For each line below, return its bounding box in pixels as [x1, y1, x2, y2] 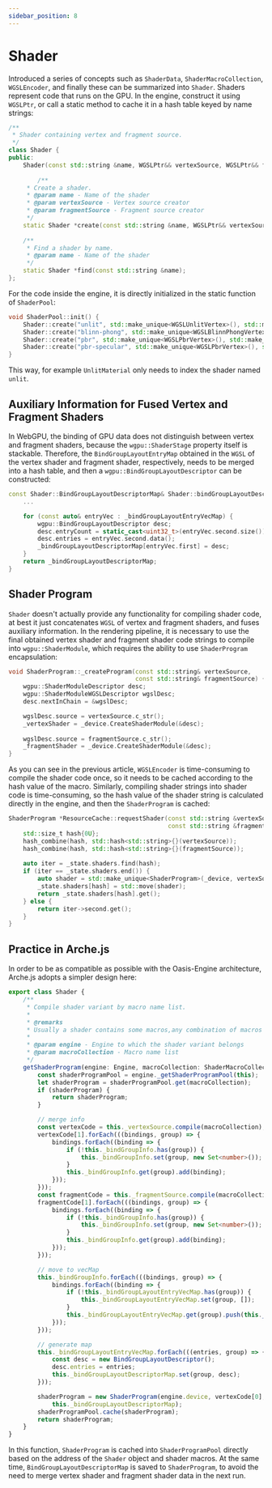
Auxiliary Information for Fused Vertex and [8, 398, 228, 411]
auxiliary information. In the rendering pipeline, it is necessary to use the [8, 626, 249, 636]
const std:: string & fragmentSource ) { [134, 675, 266, 683]
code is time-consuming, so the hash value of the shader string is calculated [8, 790, 264, 800]
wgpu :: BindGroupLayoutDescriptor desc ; [37, 520, 172, 528]
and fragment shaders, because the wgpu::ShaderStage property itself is [8, 440, 249, 449]
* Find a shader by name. [26, 244, 114, 252]
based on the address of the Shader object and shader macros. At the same [8, 1454, 260, 1464]
